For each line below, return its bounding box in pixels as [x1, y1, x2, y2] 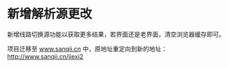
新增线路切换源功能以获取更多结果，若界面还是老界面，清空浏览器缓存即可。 [7, 30, 225, 38]
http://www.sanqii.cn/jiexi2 [7, 52, 84, 60]
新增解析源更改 [7, 6, 93, 22]
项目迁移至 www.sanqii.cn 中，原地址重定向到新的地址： [7, 44, 168, 53]
